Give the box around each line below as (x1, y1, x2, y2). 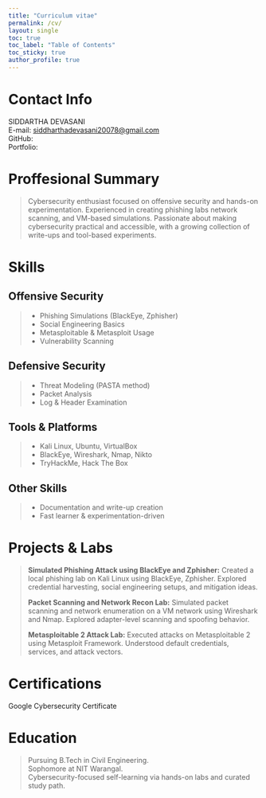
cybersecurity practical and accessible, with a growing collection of (27, 221, 251, 231)
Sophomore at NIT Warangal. (27, 764, 123, 773)
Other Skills (8, 481, 68, 495)
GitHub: (8, 133, 33, 143)
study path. (27, 781, 65, 790)
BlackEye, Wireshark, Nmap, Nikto (39, 450, 153, 460)
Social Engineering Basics (39, 319, 125, 329)
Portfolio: (8, 142, 38, 151)
